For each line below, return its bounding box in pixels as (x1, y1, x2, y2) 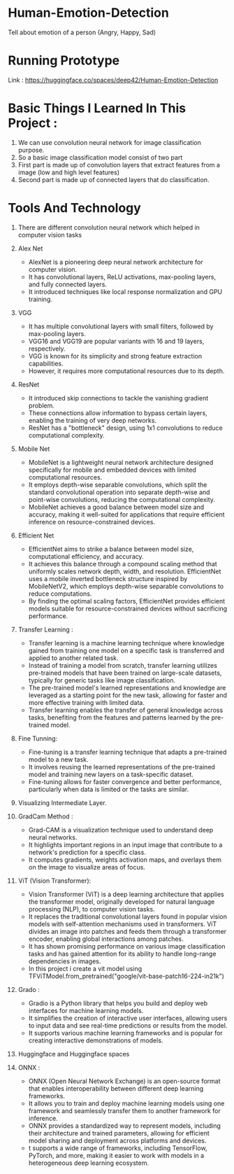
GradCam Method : (17, 812, 73, 820)
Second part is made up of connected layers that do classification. (17, 175, 210, 183)
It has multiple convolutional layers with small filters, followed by (28, 322, 214, 330)
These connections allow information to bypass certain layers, (28, 408, 208, 417)
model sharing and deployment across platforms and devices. (28, 1136, 207, 1145)
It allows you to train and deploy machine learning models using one (28, 1099, 225, 1107)
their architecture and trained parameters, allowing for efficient (28, 1128, 210, 1137)
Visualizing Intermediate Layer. (17, 798, 107, 806)
